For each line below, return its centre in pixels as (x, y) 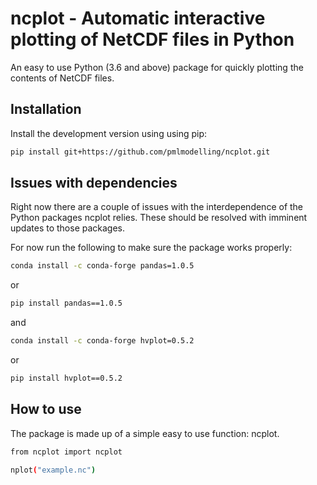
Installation (46, 109)
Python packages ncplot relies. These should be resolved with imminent (159, 218)
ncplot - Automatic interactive (138, 18)
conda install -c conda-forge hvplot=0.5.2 (102, 341)
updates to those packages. (68, 228)
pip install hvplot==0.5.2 (66, 378)
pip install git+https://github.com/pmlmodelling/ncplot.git (140, 152)
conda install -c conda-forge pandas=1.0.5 (102, 266)
